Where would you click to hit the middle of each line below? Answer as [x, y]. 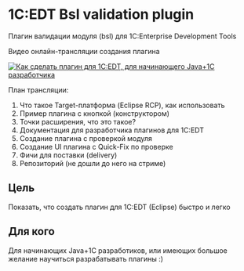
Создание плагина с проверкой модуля [86, 138]
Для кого [31, 231]
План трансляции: [38, 90]
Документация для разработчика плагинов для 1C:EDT [112, 130]
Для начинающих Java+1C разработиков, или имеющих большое [118, 250]
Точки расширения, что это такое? [77, 121]
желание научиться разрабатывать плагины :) [86, 258]
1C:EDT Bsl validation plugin [101, 14]
